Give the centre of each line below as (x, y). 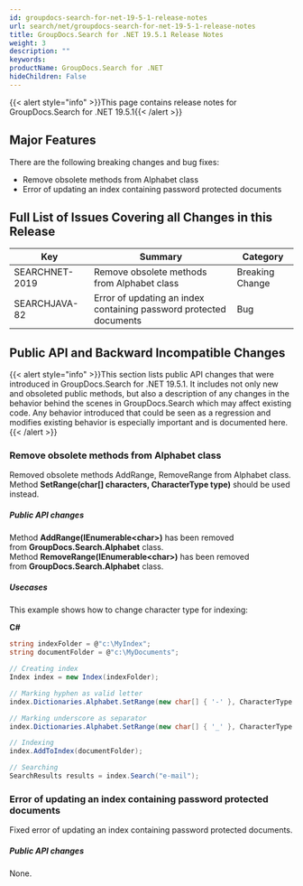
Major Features (53, 140)
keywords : (28, 60)
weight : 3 (28, 43)
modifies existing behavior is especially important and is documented (138, 423)
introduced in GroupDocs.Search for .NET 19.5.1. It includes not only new (144, 384)
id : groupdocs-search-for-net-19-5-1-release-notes (108, 18)
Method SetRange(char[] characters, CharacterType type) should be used (150, 485)
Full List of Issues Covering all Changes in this (141, 217)
